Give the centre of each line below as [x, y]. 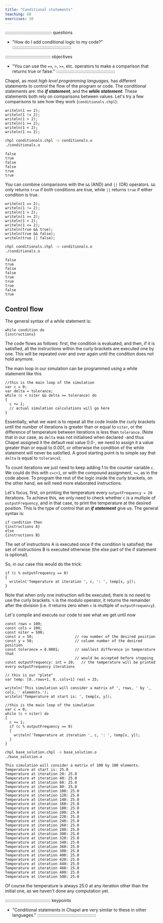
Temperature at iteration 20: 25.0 [41, 774]
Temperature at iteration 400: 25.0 [42, 855]
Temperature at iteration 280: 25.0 [42, 830]
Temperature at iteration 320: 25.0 [42, 838]
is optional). [17, 554]
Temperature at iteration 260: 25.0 [42, 825]
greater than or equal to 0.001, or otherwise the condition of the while [75, 448]
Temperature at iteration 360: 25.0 [42, 847]
